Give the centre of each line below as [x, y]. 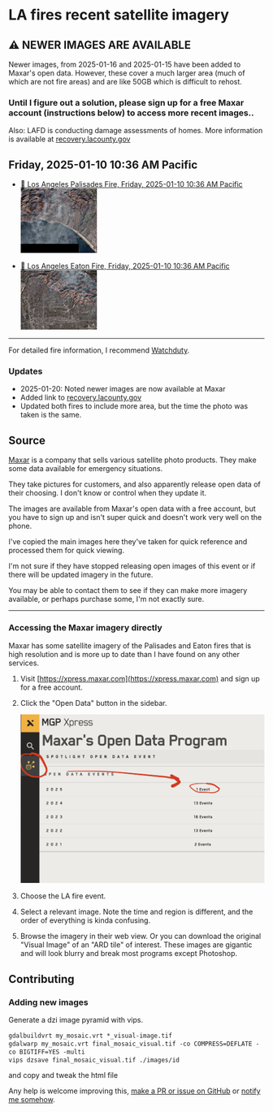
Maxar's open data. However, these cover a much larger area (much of [127, 73]
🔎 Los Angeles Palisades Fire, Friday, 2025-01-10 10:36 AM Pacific [131, 184]
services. [24, 663]
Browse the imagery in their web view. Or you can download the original [141, 937]
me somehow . [32, 1100]
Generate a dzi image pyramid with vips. [76, 1020]
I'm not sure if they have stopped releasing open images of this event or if [132, 566]
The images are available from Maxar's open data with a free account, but [132, 508]
